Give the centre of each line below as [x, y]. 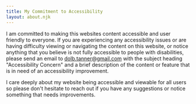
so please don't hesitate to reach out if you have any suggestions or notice [96, 88]
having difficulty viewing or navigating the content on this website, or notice [97, 46]
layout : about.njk [28, 17]
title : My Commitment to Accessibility [55, 11]
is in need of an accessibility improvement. [57, 71]
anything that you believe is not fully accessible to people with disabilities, [95, 52]
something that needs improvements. [51, 95]
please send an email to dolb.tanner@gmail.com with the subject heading [94, 58]
